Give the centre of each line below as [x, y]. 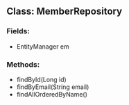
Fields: [18, 31]
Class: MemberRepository [64, 11]
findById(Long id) [41, 79]
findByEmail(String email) [53, 87]
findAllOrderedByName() [52, 94]
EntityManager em [43, 46]
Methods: [23, 64]
